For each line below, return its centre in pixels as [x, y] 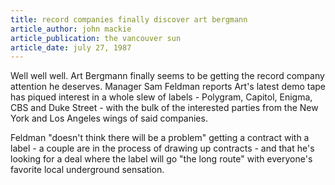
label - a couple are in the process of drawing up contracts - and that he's [162, 148]
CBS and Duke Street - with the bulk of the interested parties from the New [164, 108]
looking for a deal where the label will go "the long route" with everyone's [161, 159]
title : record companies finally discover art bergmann [129, 19]
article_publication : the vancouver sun [96, 38]
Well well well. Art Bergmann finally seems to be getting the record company [167, 76]
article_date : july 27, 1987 [71, 47]
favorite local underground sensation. [87, 170]
